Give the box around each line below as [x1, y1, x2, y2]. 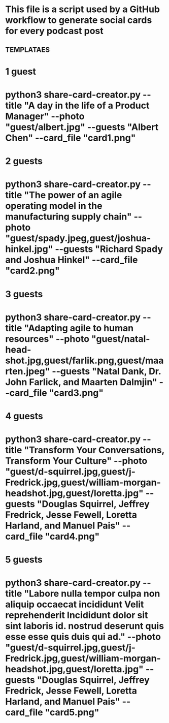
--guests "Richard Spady [55, 243, 163, 255]
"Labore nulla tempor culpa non [24, 588, 160, 600]
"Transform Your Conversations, [24, 445, 165, 456]
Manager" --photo [5, 110, 85, 122]
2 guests [5, 155, 43, 167]
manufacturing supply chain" [5, 211, 132, 223]
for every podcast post [5, 25, 104, 37]
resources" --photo [5, 333, 90, 344]
